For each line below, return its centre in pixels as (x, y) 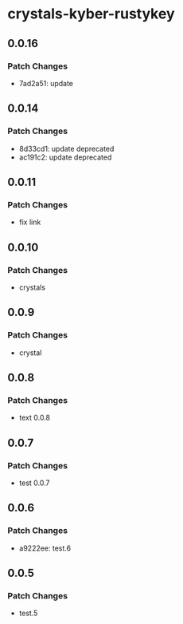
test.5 (28, 613)
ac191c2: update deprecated (65, 157)
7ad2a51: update (46, 83)
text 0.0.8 (35, 418)
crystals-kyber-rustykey (91, 14)
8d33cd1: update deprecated (66, 148)
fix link (30, 222)
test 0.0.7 (34, 483)
